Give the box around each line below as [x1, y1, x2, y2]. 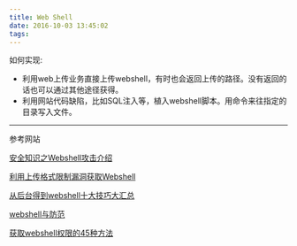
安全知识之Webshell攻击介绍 [9, 152, 113, 164]
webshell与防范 [9, 209, 65, 219]
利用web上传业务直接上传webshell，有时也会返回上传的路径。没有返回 [21, 73, 280, 84]
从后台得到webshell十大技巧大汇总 [9, 190, 135, 201]
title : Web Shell [9, 12, 73, 22]
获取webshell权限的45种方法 [9, 227, 113, 239]
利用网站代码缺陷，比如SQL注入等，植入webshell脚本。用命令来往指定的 [21, 96, 287, 106]
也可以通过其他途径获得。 [29, 85, 124, 96]
